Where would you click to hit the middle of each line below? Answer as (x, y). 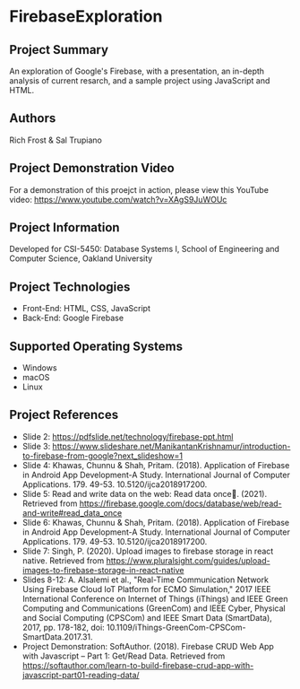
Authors (33, 118)
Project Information (64, 227)
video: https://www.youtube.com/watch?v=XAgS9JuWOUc (118, 199)
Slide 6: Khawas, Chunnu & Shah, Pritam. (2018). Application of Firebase (156, 522)
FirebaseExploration (86, 17)
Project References (64, 415)
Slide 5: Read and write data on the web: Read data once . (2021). (144, 493)
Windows (39, 368)
